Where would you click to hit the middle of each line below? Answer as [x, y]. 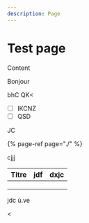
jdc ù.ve [18, 200]
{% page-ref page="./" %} [45, 143]
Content [19, 68]
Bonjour [18, 81]
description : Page [34, 14]
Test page [37, 48]
